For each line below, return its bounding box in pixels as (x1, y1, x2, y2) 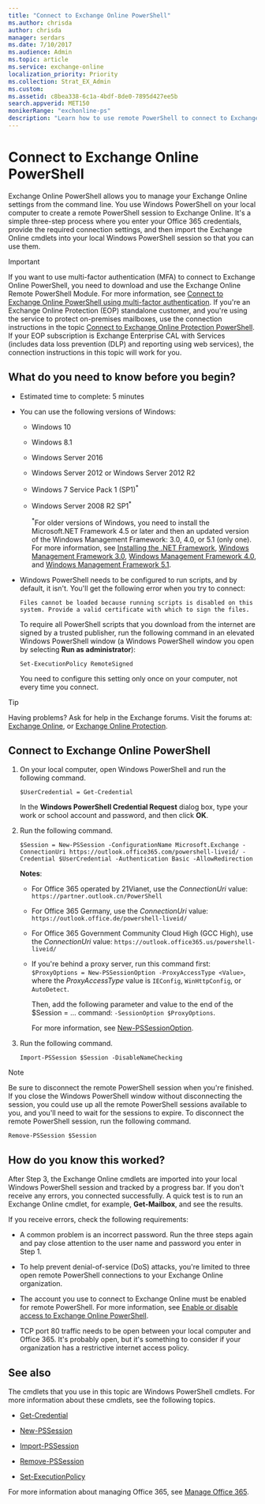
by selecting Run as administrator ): (19, 644, 136, 654)
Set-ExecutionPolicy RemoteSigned (19, 660, 133, 668)
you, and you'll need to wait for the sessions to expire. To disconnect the (8, 1108, 244, 1118)
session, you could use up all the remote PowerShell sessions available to (8, 1100, 247, 1109)
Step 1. (19, 1247, 42, 1256)
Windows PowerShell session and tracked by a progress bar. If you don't (8, 1183, 244, 1192)
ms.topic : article (8, 56, 69, 64)
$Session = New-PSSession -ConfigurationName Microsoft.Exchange (19, 842, 239, 850)
